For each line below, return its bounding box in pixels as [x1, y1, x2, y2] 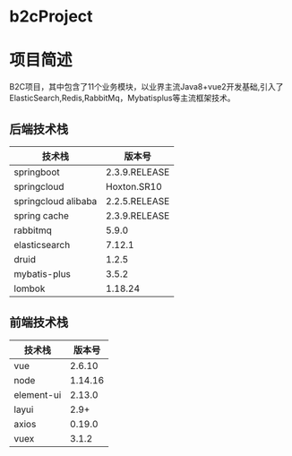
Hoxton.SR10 [106, 180, 163, 193]
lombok [13, 282, 46, 295]
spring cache [13, 209, 70, 221]
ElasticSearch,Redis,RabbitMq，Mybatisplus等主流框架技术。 [9, 92, 236, 104]
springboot [13, 166, 60, 178]
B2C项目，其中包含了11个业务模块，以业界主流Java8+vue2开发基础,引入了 [9, 82, 284, 92]
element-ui [13, 388, 62, 400]
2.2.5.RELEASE [106, 194, 170, 207]
